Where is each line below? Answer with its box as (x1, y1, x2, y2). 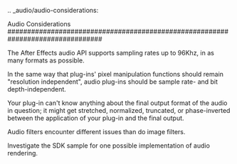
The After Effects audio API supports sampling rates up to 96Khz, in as (7, 49, 215, 57)
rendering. (7, 149, 38, 157)
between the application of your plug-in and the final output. (7, 114, 184, 122)
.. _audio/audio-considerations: (7, 6, 99, 14)
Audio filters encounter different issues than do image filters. (7, 128, 186, 136)
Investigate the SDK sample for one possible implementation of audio (7, 141, 210, 150)
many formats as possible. (7, 56, 85, 65)
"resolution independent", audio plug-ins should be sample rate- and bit (7, 77, 218, 86)
